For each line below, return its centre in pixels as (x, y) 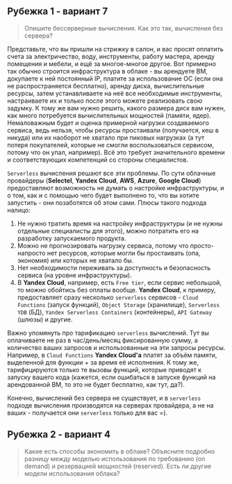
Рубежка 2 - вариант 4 (59, 434)
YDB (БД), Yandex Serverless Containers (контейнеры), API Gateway (115, 312)
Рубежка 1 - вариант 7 (58, 11)
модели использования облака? (72, 473)
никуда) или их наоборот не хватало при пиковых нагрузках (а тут (106, 137)
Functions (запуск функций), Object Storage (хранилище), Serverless (118, 304)
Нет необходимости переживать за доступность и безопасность (114, 267)
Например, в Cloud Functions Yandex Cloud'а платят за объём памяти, (112, 355)
